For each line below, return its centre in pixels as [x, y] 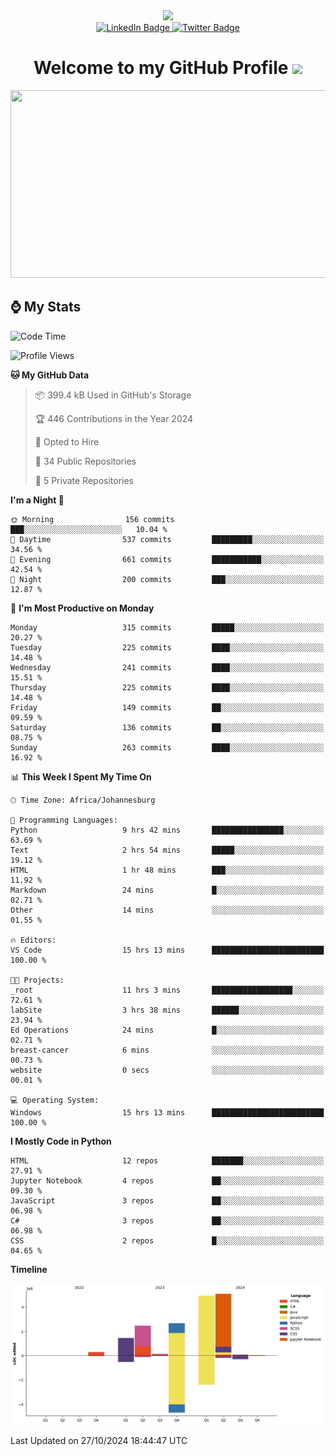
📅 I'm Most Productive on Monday [82, 608]
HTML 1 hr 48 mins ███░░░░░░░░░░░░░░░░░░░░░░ [167, 870]
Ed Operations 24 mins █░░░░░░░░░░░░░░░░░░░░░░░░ [167, 1030]
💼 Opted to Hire [67, 441]
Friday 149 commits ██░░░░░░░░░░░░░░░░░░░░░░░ [167, 707]
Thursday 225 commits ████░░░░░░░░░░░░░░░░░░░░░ [167, 687]
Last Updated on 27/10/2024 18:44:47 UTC [99, 1440]
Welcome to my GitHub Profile [161, 68]
